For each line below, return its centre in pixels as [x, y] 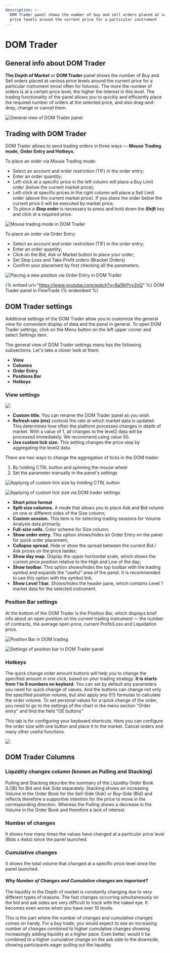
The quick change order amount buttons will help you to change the [76, 673]
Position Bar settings [31, 602]
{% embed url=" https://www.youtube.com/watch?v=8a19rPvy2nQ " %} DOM [85, 285]
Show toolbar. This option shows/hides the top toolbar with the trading [87, 567]
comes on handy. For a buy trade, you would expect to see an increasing [81, 924]
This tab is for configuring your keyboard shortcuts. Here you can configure [84, 721]
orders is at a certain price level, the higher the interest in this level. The [80, 91]
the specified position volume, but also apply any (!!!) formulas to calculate [83, 695]
